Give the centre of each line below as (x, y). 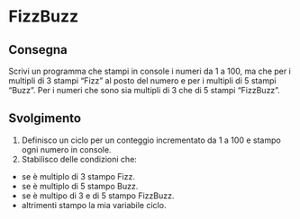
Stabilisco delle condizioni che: (79, 159)
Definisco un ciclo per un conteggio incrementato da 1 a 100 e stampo (151, 140)
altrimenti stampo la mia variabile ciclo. (94, 205)
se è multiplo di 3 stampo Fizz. (78, 176)
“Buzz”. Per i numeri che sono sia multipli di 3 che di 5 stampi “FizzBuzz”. (144, 90)
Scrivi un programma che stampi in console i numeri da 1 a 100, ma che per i (150, 71)
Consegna (38, 50)
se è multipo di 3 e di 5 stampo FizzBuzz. (98, 196)
